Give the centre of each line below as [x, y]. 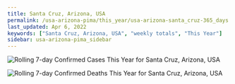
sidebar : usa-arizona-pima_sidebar [60, 40]
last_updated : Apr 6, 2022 [47, 27]
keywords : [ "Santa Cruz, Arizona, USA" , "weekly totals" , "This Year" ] [115, 33]
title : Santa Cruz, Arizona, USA [56, 14]
